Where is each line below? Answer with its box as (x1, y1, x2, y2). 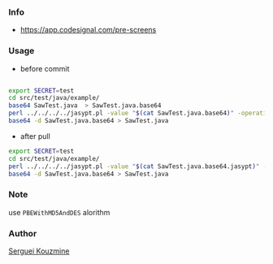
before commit (19, 63, 70, 73)
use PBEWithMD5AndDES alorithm (8, 207, 110, 217)
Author (8, 227, 37, 239)
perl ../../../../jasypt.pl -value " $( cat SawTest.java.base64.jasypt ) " (8, 162, 260, 171)
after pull (19, 131, 50, 141)
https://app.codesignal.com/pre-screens (19, 25, 157, 35)
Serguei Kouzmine (8, 246, 70, 256)
